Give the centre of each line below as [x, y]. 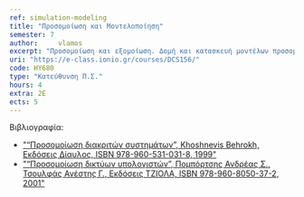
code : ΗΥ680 [32, 69]
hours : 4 [26, 85]
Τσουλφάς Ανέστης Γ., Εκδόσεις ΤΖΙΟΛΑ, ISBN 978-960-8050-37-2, [151, 174]
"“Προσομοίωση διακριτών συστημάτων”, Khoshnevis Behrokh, [141, 145]
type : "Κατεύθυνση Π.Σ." [56, 77]
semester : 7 [32, 34]
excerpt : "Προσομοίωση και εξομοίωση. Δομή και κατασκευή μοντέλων [139, 52]
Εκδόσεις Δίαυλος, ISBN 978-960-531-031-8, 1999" [119, 155]
